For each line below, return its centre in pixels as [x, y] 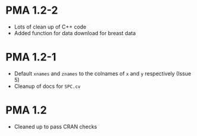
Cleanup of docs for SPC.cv [47, 86]
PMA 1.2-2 [32, 10]
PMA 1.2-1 [31, 57]
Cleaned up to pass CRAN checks [55, 126]
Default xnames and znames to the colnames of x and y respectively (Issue [102, 73]
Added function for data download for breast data [75, 33]
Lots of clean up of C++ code [50, 27]
